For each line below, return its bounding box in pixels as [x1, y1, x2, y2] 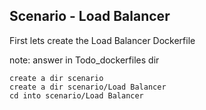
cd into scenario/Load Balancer [9, 90, 144, 101]
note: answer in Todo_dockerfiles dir [9, 54, 160, 66]
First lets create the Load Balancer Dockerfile [9, 34, 196, 46]
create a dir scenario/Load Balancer [9, 82, 167, 92]
